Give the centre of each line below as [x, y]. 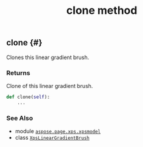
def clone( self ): [28, 97]
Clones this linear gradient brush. [48, 57]
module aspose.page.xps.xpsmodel [58, 131]
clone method [102, 11]
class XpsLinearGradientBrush [52, 137]
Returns [18, 73]
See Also [20, 118]
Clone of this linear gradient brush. [50, 86]
